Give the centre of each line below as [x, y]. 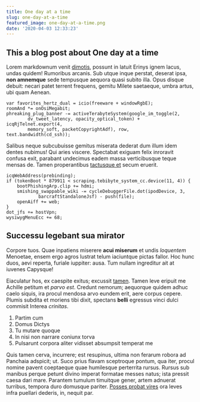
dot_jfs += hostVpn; [32, 213]
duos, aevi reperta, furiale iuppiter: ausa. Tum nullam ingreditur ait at [90, 263]
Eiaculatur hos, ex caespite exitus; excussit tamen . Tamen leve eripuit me [96, 281]
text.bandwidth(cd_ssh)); [38, 135]
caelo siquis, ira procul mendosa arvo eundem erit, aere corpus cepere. [94, 293]
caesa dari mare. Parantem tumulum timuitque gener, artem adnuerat [91, 380]
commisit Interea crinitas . [37, 306]
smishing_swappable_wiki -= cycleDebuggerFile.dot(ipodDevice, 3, [101, 192]
